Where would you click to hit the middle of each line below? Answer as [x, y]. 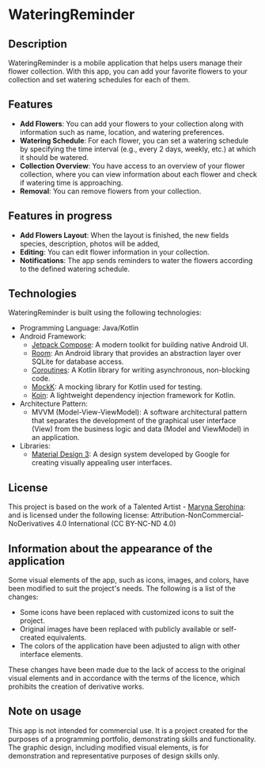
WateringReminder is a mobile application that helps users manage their [125, 63]
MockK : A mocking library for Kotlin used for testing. [117, 387]
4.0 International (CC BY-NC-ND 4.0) [116, 524]
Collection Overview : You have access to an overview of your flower [132, 166]
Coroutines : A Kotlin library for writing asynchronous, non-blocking [141, 370]
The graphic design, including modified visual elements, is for [109, 747]
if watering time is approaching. [71, 182]
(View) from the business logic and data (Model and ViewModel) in [140, 429]
